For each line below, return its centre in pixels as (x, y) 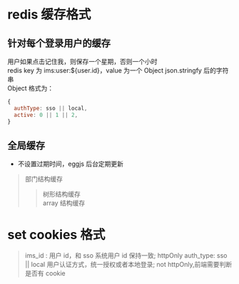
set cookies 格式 (56, 235)
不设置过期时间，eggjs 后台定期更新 (70, 164)
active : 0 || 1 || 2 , (46, 115)
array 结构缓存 (64, 203)
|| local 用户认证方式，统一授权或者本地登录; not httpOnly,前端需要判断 (128, 265)
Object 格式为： (31, 88)
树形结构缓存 (61, 194)
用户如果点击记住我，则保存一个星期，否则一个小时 (82, 62)
